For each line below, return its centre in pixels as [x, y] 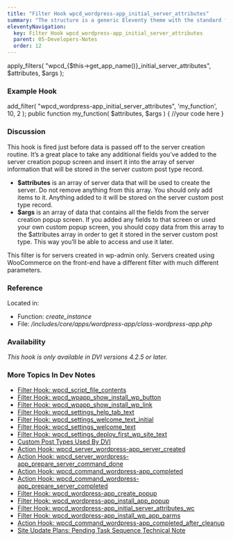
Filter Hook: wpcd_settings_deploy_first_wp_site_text [92, 435]
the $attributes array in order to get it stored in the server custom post [118, 234]
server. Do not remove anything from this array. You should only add [115, 190]
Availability [27, 341]
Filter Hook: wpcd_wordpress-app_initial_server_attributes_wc [106, 508]
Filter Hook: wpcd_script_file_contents [72, 390]
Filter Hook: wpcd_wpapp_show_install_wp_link [85, 405]
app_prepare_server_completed [62, 486]
